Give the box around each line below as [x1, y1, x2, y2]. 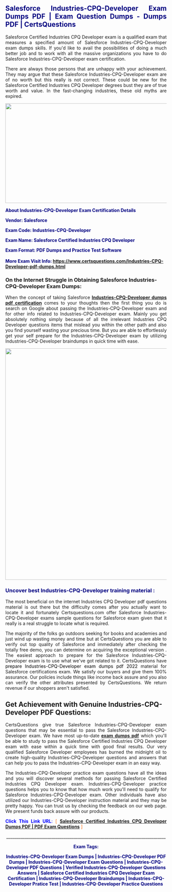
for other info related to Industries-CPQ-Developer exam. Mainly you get [5, 311, 167, 317]
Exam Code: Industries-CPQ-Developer [5, 227, 91, 233]
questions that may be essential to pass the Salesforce [5, 727, 130, 734]
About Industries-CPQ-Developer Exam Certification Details [5, 207, 136, 213]
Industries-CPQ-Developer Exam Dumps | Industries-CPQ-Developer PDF [6, 853, 166, 860]
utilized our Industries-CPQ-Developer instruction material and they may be [5, 797, 167, 804]
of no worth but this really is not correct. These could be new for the [5, 77, 167, 83]
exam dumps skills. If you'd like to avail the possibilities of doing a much [5, 45, 167, 51]
